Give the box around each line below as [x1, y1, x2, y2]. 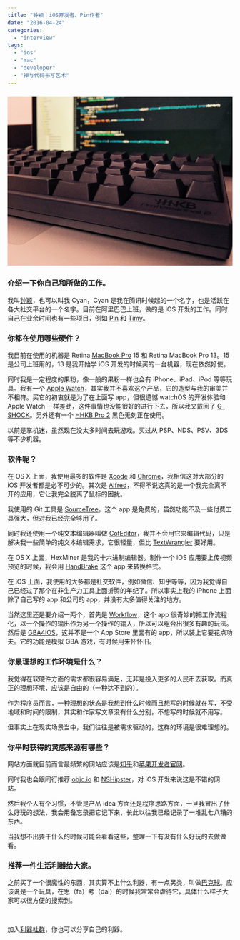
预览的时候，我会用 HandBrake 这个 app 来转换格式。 [7, 562, 165, 571]
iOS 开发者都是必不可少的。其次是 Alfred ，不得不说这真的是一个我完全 [7, 481, 214, 489]
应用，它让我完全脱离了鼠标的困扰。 [19, 490, 126, 499]
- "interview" [14, 34, 56, 41]
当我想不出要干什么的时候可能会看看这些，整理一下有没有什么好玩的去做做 [7, 832, 226, 841]
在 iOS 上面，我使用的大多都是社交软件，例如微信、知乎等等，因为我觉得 [7, 577, 221, 586]
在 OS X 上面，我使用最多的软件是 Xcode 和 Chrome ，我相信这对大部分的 [7, 472, 224, 481]
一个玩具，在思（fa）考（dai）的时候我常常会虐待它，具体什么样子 [26, 887, 223, 896]
